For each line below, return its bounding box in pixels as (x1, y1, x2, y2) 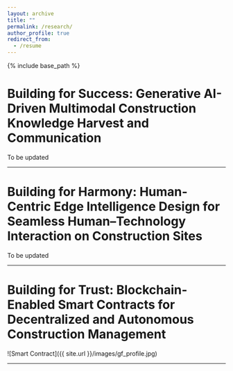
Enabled (7, 297, 55, 313)
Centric (7, 199, 51, 215)
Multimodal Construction (49, 101, 196, 117)
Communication (7, 130, 102, 146)
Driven (7, 101, 46, 117)
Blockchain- (116, 282, 188, 298)
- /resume (13, 42, 42, 49)
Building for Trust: (7, 282, 114, 298)
